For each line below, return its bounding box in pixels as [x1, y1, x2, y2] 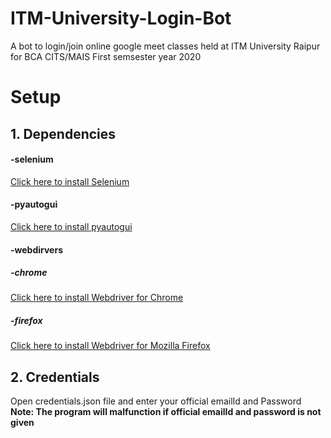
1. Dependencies [10, 125, 117, 142]
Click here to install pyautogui [10, 220, 133, 232]
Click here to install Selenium [10, 175, 130, 187]
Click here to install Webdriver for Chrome [10, 292, 184, 304]
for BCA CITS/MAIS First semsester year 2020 [10, 50, 202, 62]
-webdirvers [10, 243, 63, 256]
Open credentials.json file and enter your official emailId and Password [10, 395, 302, 407]
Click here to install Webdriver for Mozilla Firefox [10, 340, 211, 352]
